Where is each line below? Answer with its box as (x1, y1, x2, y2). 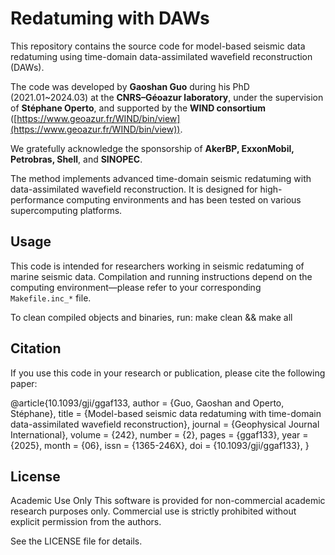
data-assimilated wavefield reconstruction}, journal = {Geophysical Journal (10, 418, 320, 430)
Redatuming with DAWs (10, 7, 210, 30)
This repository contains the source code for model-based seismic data (10, 40, 306, 52)
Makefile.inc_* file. (10, 292, 92, 304)
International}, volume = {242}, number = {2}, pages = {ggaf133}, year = (10, 428, 309, 441)
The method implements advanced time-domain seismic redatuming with (10, 172, 312, 184)
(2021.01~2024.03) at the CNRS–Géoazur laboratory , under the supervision (10, 91, 324, 103)
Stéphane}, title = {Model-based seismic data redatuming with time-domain (10, 407, 322, 419)
